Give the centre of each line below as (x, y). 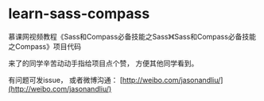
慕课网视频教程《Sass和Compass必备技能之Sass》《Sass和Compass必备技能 (132, 36)
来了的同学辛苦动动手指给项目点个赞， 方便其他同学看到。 (103, 63)
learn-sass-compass (79, 14)
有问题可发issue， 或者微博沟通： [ (66, 80)
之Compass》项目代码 (45, 46)
